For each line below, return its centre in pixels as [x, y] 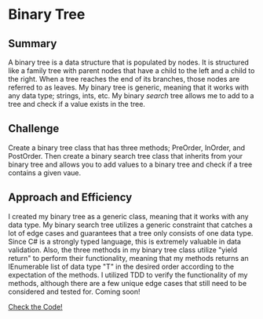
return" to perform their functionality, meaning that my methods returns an [128, 258]
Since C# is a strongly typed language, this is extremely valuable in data [125, 241]
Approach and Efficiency [70, 198]
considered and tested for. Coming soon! [74, 291]
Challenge [34, 128]
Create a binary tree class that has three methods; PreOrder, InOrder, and [127, 148]
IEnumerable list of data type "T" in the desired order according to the [121, 266]
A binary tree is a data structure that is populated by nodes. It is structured [129, 62]
